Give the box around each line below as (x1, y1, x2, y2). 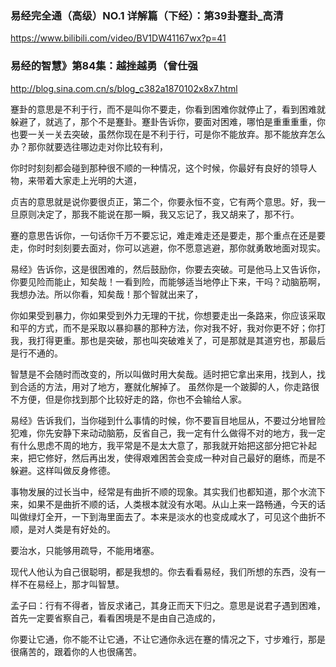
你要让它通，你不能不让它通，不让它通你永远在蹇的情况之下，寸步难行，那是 (10, 633, 326, 645)
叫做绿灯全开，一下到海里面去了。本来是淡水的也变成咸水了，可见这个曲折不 (10, 510, 326, 522)
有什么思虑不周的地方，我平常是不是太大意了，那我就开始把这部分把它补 (10, 439, 308, 451)
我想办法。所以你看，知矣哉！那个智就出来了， (10, 288, 203, 300)
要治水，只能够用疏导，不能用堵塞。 (10, 544, 160, 556)
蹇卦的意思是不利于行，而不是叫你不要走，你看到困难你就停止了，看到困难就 (10, 103, 326, 115)
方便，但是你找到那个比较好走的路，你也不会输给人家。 (18, 393, 247, 405)
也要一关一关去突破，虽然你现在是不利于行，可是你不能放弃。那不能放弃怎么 (10, 128, 326, 140)
